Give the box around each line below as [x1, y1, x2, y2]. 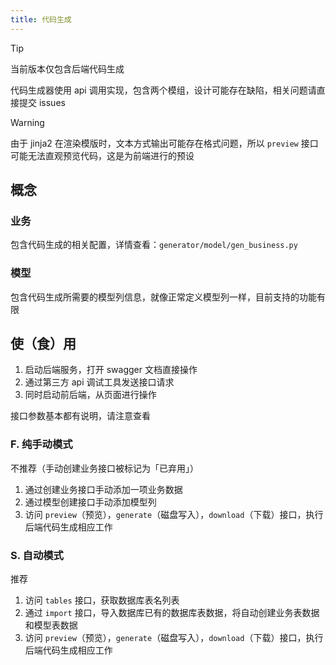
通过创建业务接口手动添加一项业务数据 [24, 483, 183, 495]
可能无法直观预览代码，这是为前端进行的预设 [10, 149, 195, 161]
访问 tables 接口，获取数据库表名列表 [24, 594, 180, 606]
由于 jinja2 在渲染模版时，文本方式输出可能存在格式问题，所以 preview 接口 [10, 137, 319, 149]
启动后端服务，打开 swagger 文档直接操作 [24, 364, 198, 376]
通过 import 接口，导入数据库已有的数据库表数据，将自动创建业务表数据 [24, 607, 320, 619]
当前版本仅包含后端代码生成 [10, 62, 125, 75]
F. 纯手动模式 [10, 437, 73, 451]
